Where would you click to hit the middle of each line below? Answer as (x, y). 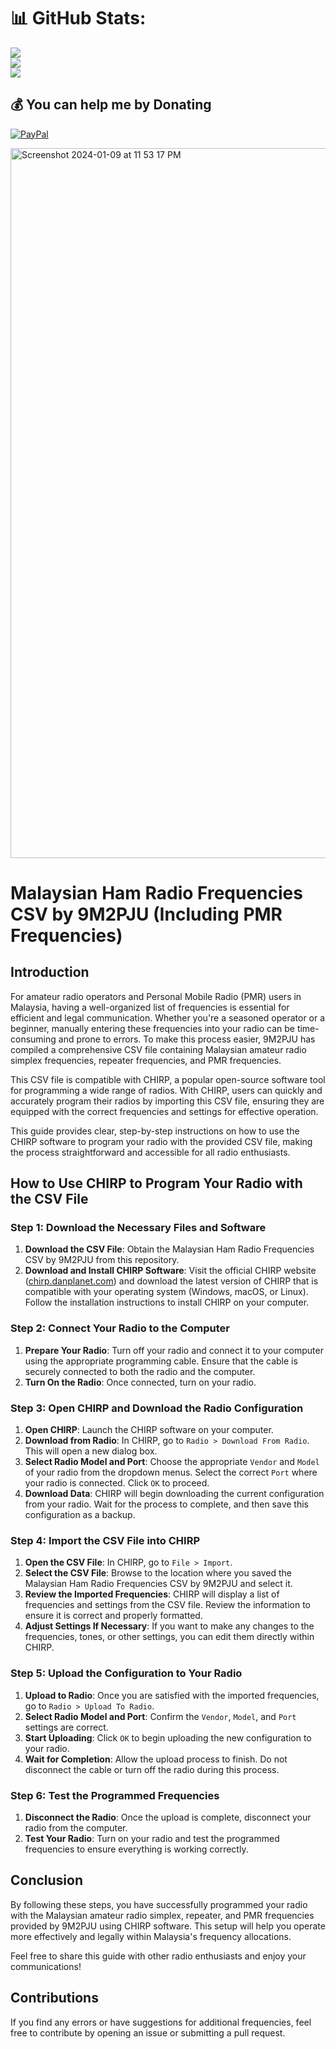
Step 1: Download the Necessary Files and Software (138, 1228)
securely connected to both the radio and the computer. (140, 1371)
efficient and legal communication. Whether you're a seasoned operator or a (168, 1017)
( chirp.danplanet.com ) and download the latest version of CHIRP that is (171, 1281)
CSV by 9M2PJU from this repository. (102, 1260)
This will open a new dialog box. (91, 1451)
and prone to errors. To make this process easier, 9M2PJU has (187, 1039)
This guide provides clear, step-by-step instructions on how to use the (155, 1131)
